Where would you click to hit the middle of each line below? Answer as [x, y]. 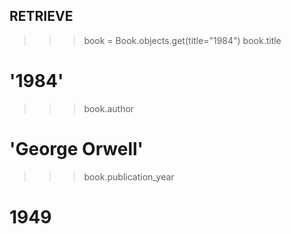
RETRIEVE [41, 16]
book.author [109, 108]
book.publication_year [129, 176]
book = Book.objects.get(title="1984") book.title [182, 40]
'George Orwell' [76, 148]
